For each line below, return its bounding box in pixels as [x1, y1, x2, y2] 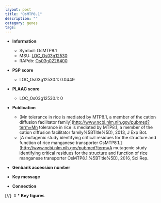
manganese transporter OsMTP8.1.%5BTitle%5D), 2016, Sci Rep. [19, 155, 149, 161]
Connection [12, 183, 36, 189]
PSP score [12, 67, 33, 73]
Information [12, 38, 37, 44]
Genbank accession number [12, 165, 70, 171]
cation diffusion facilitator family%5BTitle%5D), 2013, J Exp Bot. [19, 130, 148, 135]
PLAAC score [12, 86, 40, 92]
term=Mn [19, 124, 38, 130]
